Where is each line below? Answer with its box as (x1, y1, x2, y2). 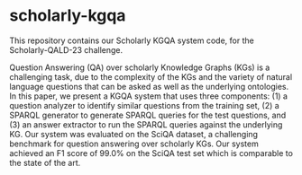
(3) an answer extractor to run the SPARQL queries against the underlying (9, 118, 283, 130)
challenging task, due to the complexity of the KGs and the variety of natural (9, 71, 293, 82)
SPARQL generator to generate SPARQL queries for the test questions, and (9, 109, 287, 120)
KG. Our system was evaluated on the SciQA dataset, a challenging (9, 128, 259, 139)
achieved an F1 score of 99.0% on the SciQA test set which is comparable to (9, 147, 293, 158)
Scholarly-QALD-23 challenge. (9, 44, 124, 55)
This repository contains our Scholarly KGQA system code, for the (9, 35, 254, 46)
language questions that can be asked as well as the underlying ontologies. (9, 81, 289, 92)
